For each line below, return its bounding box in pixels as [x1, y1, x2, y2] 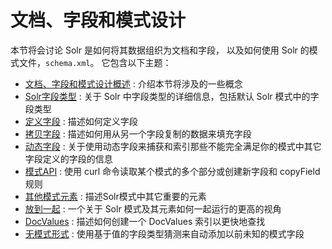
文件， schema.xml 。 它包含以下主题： [18, 56, 172, 68]
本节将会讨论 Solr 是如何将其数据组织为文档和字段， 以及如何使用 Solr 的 [10, 44, 310, 56]
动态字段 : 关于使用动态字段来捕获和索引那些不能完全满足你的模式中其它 [24, 140, 322, 152]
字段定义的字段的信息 [24, 152, 113, 165]
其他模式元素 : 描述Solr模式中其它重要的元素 [24, 190, 207, 202]
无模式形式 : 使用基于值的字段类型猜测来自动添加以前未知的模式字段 [24, 227, 305, 240]
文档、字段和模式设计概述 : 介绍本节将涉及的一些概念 [24, 77, 243, 90]
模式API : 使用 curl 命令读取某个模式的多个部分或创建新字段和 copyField [24, 165, 321, 177]
